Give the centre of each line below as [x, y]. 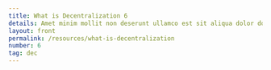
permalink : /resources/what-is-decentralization [92, 38]
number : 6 [25, 46]
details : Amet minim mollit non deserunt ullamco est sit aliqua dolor [131, 23]
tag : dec [23, 53]
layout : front [32, 31]
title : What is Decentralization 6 [68, 16]
